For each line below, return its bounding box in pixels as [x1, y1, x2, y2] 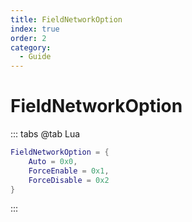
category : [10, 42, 52, 53]
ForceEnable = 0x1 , [28, 166, 110, 176]
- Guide [19, 52, 52, 62]
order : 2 [10, 33, 47, 43]
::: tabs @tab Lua [10, 128, 81, 140]
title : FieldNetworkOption [10, 14, 123, 25]
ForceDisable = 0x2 [28, 175, 110, 185]
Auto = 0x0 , [28, 156, 78, 166]
